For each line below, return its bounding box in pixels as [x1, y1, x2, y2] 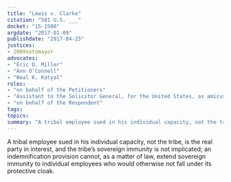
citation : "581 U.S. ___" [7, 16, 81, 23]
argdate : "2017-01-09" [7, 29, 72, 36]
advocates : [7, 55, 38, 62]
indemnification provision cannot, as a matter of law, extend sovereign [7, 152, 206, 160]
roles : [7, 80, 26, 87]
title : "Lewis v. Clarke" [7, 10, 81, 17]
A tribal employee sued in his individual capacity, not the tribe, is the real [7, 137, 213, 146]
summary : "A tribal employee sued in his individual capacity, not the [7, 118, 217, 126]
